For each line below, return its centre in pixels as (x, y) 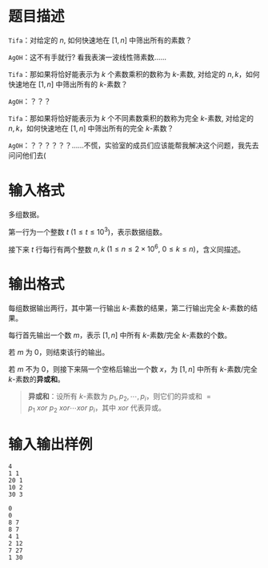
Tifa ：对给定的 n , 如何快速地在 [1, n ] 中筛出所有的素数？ (100, 40)
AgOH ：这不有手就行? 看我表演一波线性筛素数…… (87, 57)
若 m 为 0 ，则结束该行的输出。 (59, 352)
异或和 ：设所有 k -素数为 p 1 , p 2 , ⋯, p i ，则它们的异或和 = (120, 397)
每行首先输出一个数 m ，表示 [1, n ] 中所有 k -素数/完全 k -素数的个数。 (120, 335)
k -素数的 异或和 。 (37, 379)
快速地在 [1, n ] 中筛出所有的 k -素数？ (68, 84)
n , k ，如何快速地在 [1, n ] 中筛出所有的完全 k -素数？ (91, 128)
